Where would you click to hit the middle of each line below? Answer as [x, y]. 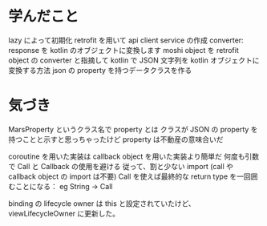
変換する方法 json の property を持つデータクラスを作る [100, 70]
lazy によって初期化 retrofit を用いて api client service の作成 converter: [126, 40]
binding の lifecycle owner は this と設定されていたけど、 [102, 203]
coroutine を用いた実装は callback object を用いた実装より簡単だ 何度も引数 [134, 156]
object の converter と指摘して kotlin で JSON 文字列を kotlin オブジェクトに [134, 60]
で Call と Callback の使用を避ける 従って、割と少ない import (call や [121, 166]
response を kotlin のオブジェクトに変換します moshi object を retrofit [123, 50]
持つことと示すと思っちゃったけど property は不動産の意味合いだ [116, 139]
